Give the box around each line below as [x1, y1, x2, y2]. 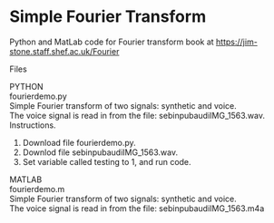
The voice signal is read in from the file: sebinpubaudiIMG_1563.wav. [9, 110, 266, 121]
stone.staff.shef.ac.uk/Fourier [9, 45, 120, 56]
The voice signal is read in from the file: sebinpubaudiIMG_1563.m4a [9, 202, 265, 214]
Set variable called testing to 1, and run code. [22, 156, 192, 167]
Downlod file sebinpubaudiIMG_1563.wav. [22, 147, 179, 158]
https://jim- [216, 36, 259, 47]
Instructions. [9, 120, 56, 131]
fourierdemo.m [9, 183, 65, 194]
